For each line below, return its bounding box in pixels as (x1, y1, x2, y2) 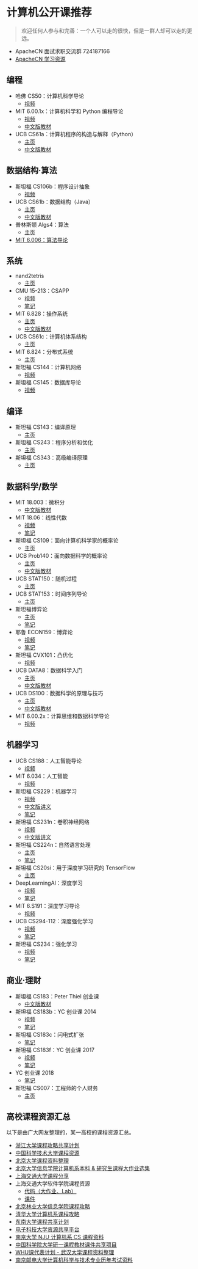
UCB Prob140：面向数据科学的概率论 (15, 552, 108, 559)
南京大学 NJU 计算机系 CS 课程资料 (15, 1234, 104, 1241)
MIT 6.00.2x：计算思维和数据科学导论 (15, 712, 110, 720)
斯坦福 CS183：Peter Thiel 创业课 (15, 992, 99, 1000)
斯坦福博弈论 (15, 605, 48, 613)
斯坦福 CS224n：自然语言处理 (15, 841, 91, 848)
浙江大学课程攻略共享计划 (15, 1142, 80, 1149)
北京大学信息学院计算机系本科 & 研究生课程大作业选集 (15, 1165, 150, 1172)
